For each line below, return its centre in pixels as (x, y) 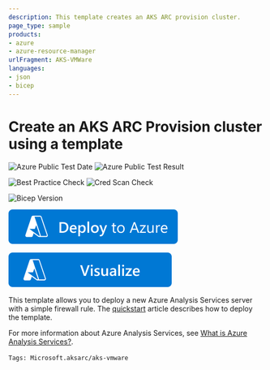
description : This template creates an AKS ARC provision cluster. (125, 17)
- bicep (21, 85)
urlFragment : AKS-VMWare (50, 60)
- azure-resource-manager (52, 52)
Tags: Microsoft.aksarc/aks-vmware (69, 358)
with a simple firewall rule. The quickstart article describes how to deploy (131, 308)
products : (25, 34)
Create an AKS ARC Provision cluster (135, 127)
